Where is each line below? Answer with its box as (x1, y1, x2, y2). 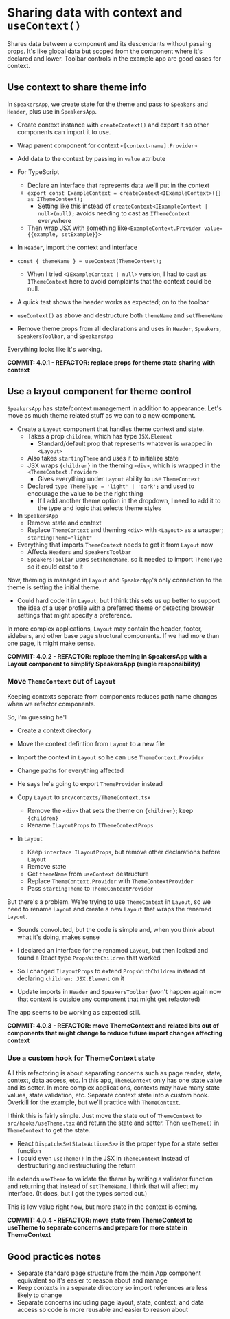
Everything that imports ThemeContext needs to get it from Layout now (16, 540, 214, 549)
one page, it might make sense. (7, 639, 96, 647)
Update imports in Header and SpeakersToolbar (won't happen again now (16, 987, 222, 995)
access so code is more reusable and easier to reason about (16, 1305, 189, 1313)
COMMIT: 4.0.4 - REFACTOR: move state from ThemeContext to (7, 1216, 194, 1225)
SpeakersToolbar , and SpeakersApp (16, 332, 113, 340)
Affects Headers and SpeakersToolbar (27, 547, 132, 556)
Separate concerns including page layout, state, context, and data (16, 1298, 204, 1306)
